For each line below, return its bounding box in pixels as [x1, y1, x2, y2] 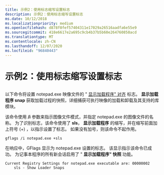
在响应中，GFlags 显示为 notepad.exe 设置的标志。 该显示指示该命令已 [5, 145, 148, 151]
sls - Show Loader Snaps [14, 165, 65, 171]
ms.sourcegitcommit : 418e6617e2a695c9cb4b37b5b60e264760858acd [5, 30, 137, 35]
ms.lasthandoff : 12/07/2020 [5, 44, 63, 49]
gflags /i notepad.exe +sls [5, 136, 63, 141]
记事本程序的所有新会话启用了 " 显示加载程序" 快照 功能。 [19, 151, 136, 157]
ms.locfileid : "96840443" [5, 48, 58, 53]
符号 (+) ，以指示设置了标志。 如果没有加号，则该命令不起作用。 [9, 126, 140, 132]
